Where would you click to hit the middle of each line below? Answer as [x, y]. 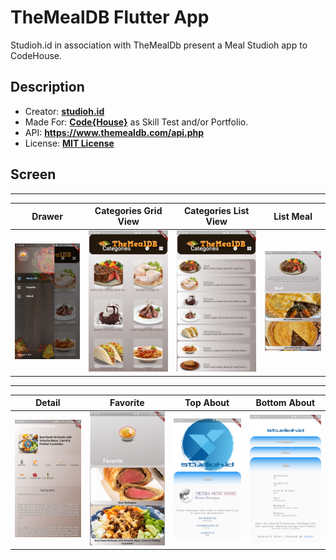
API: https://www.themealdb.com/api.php [114, 132]
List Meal [293, 216]
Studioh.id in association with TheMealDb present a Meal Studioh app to [159, 45]
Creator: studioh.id [64, 111]
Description [47, 87]
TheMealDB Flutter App [110, 17]
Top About [207, 403]
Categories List [216, 211]
